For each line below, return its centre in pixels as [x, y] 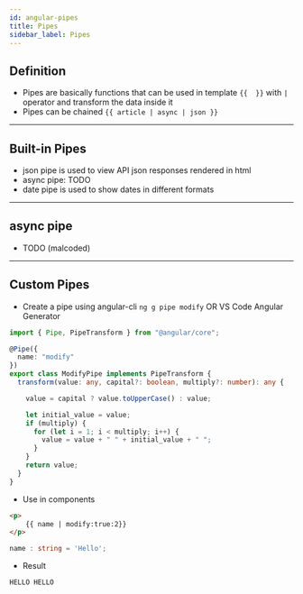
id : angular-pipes [44, 18]
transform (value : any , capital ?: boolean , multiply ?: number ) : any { [151, 382]
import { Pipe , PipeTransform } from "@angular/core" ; [115, 333]
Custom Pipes [50, 285]
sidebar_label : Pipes [50, 34]
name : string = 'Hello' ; [58, 549]
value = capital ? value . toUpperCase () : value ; [119, 398]
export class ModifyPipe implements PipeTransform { [110, 374]
